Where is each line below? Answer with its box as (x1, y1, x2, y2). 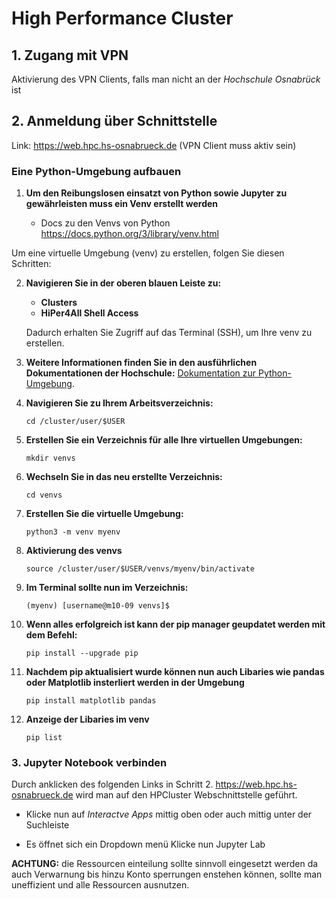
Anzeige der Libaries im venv (25, 713, 150, 726)
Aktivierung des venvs (25, 545, 123, 557)
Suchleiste (25, 819, 70, 831)
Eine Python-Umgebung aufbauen (11, 164, 182, 178)
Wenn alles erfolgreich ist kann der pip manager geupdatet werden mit (25, 618, 326, 631)
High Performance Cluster (11, 7, 234, 30)
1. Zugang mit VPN (11, 47, 129, 64)
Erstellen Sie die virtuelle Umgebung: (25, 508, 184, 520)
